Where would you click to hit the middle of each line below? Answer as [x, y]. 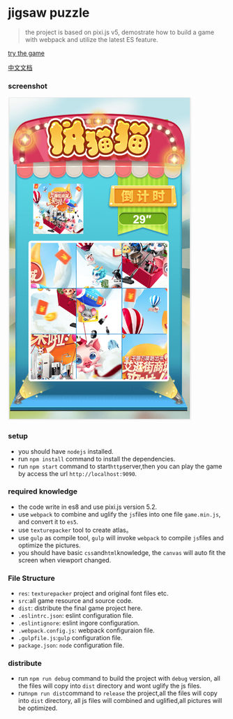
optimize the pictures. [49, 545]
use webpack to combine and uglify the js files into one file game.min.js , [119, 514]
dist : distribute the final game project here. [80, 608]
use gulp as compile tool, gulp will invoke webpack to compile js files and [121, 538]
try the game [26, 53]
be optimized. [38, 708]
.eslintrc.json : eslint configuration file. [76, 616]
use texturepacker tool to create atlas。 [75, 530]
